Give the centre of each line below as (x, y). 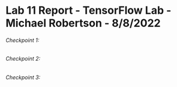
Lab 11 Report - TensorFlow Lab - (88, 10)
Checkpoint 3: (23, 77)
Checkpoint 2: (23, 59)
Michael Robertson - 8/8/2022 (83, 23)
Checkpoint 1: (22, 40)
